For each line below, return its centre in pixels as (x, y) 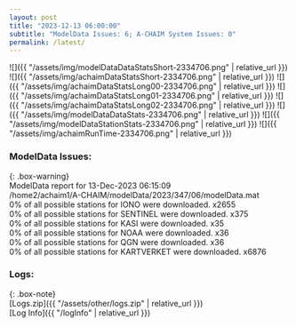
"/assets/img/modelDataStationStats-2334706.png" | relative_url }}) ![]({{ (143, 124)
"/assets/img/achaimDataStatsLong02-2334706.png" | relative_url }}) (148, 105)
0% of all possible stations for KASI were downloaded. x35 (117, 223)
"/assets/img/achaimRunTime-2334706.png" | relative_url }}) (121, 133)
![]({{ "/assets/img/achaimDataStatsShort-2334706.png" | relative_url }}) (142, 77)
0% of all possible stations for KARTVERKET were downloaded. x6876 (138, 251)
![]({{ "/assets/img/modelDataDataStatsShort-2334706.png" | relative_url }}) (149, 68)
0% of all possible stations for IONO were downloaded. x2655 (123, 204)
